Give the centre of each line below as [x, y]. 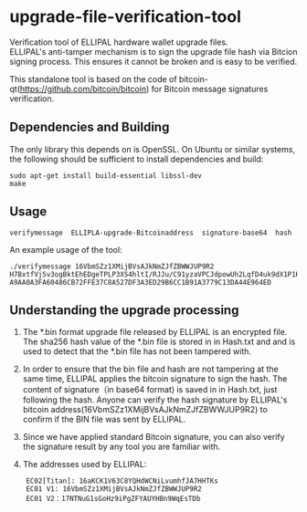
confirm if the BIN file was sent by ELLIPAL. [104, 419]
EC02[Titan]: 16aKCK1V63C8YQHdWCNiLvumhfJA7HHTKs [122, 481]
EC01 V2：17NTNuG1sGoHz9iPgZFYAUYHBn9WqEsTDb [113, 499]
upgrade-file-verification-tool [126, 17]
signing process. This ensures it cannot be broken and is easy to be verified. [153, 61]
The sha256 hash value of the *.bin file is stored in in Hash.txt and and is [159, 342]
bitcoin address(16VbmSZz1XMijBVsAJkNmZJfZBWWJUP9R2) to [145, 410]
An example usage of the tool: [66, 249]
